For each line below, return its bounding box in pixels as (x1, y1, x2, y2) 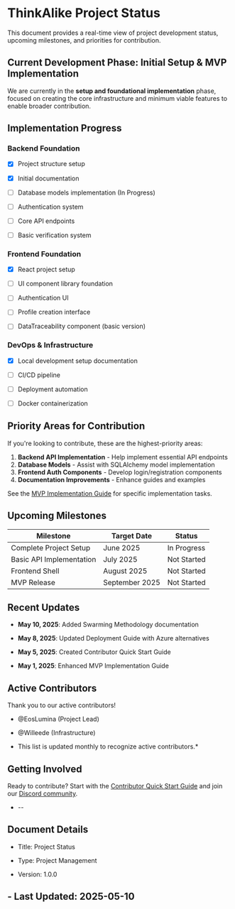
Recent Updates (7, 602, 80, 614)
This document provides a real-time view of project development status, (7, 28, 219, 37)
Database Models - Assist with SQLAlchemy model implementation (17, 460, 215, 469)
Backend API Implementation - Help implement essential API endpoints (17, 452, 229, 461)
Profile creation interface (17, 307, 91, 317)
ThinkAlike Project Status (7, 5, 161, 21)
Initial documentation (17, 174, 80, 183)
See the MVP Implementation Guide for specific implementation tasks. (7, 489, 213, 498)
